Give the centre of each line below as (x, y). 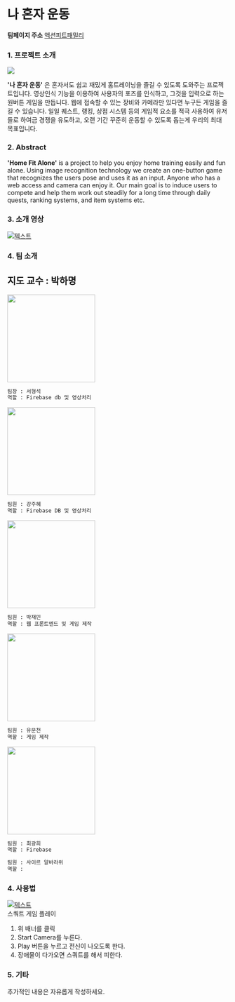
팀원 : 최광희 (24, 843)
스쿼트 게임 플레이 (32, 914)
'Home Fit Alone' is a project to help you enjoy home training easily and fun (116, 163)
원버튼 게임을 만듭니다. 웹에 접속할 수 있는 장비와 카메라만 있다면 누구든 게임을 (114, 102)
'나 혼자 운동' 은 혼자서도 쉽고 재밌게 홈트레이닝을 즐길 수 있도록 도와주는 (106, 85)
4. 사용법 (22, 888)
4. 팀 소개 (22, 255)
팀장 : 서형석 (24, 391)
